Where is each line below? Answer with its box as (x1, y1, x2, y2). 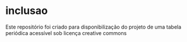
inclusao (5, 4, 48, 17)
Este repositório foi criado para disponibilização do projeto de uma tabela (5, 23, 182, 30)
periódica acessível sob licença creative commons (5, 29, 127, 36)
